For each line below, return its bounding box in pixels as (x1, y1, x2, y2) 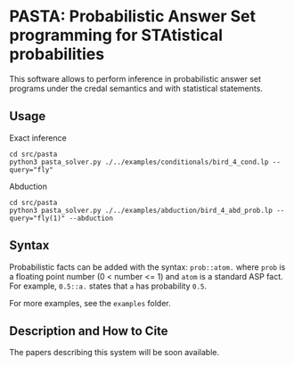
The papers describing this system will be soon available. (9, 347, 220, 358)
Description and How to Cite (9, 323, 168, 338)
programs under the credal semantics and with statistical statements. (9, 83, 263, 94)
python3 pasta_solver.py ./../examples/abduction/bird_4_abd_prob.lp (9, 206, 274, 215)
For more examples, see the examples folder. (9, 297, 171, 308)
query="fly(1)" (9, 214, 66, 223)
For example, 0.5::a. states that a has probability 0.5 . (9, 281, 208, 291)
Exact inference (9, 132, 67, 143)
